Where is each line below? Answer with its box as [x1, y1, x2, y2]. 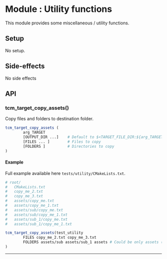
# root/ [5, 180, 21, 185]
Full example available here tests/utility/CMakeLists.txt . [5, 170, 126, 176]
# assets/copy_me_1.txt [5, 203, 59, 208]
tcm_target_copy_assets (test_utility [5, 230, 83, 236]
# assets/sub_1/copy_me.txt [5, 217, 68, 222]
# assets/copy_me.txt [5, 198, 55, 203]
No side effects [5, 75, 36, 81]
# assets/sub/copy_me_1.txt [5, 212, 68, 217]
